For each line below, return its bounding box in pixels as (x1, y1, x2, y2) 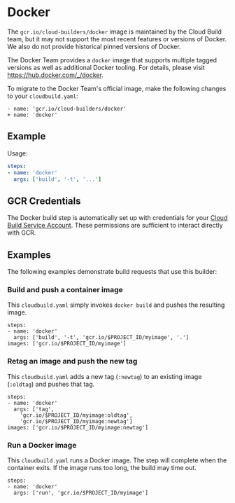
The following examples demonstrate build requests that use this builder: (7, 268, 218, 275)
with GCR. (7, 228, 36, 237)
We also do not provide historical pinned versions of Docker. (7, 42, 181, 50)
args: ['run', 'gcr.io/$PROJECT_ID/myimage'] (13, 489, 149, 496)
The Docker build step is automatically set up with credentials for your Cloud (7, 214, 228, 222)
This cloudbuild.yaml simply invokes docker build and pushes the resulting (7, 301, 225, 309)
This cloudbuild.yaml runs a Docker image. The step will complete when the (7, 456, 227, 464)
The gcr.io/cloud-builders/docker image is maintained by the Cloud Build (7, 27, 222, 36)
